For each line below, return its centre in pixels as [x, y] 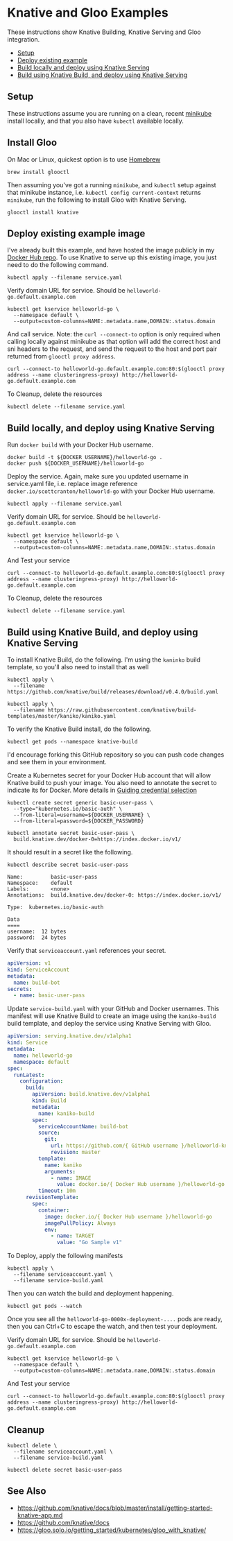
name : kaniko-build [66, 1113]
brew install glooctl [38, 172]
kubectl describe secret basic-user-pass [68, 865]
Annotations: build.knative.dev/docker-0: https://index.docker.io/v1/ [114, 895]
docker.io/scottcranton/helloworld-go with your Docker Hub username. [111, 491]
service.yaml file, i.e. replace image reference [72, 484]
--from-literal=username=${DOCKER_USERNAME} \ [82, 815]
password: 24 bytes [37, 938]
